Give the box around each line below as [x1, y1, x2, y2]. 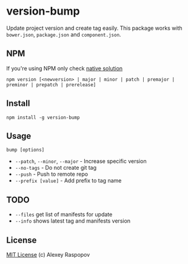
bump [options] [6, 147, 45, 153]
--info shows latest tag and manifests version [15, 217, 131, 224]
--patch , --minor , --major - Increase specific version [15, 158, 147, 165]
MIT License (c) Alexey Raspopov [6, 251, 90, 258]
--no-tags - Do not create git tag [15, 164, 97, 172]
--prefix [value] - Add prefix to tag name [15, 177, 122, 184]
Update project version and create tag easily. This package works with [6, 24, 183, 32]
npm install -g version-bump [6, 114, 80, 120]
